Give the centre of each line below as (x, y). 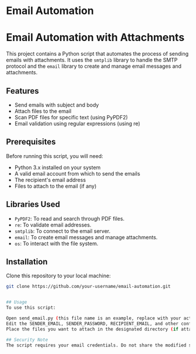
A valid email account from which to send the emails (77, 173)
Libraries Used (33, 205)
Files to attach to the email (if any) (55, 186)
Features (22, 91)
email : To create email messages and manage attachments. (86, 237)
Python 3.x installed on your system (57, 167)
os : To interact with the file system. (56, 243)
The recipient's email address (50, 180)
